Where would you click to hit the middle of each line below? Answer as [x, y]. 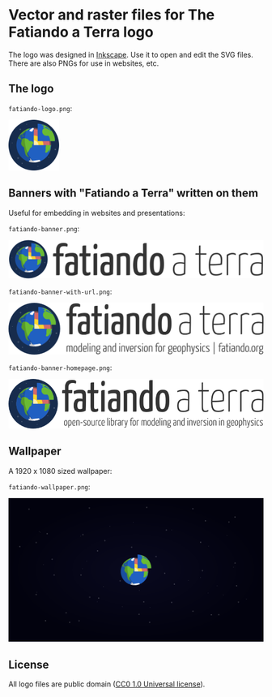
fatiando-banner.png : [44, 228]
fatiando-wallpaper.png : [49, 486]
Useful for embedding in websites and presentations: [97, 213]
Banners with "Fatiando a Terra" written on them [134, 194]
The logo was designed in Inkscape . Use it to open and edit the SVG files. [131, 54]
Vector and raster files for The [112, 15]
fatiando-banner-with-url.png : [60, 292]
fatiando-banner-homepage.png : [60, 368]
